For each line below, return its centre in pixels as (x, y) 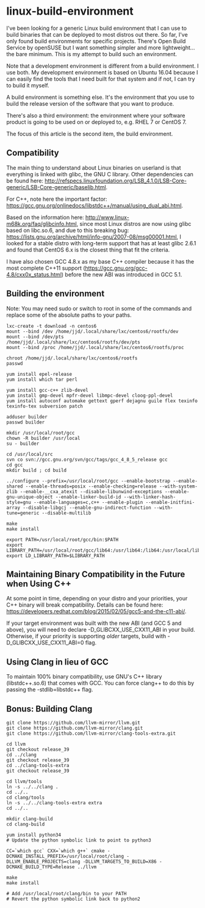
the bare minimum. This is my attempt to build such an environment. (92, 54)
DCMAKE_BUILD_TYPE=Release (41, 867)
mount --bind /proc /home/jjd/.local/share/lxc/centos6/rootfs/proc (95, 347)
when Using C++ (39, 584)
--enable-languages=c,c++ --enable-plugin (88, 502)
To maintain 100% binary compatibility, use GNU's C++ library (84, 677)
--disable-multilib (67, 513)
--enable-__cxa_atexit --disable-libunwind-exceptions (91, 492)
